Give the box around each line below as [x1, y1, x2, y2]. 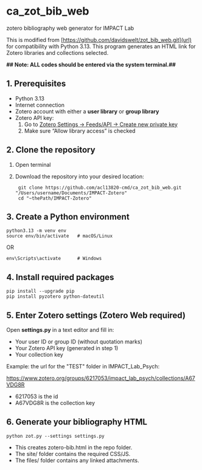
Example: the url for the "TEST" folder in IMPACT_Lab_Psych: [6, 363, 160, 370]
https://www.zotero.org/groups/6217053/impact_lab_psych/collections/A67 [6, 374, 196, 382]
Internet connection [15, 101, 65, 108]
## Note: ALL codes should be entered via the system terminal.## [6, 61, 176, 68]
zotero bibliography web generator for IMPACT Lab [6, 24, 134, 32]
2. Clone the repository [6, 145, 96, 155]
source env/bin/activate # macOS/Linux [6, 233, 113, 239]
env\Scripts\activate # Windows [6, 256, 102, 262]
